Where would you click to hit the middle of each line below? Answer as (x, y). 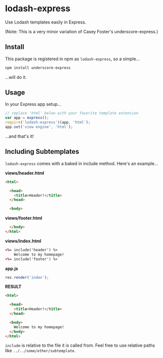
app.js (12, 268)
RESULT (13, 286)
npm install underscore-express (38, 68)
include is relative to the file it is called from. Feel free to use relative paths (80, 345)
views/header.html (25, 173)
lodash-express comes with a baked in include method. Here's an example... (82, 163)
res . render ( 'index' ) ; (27, 277)
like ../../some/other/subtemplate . (40, 351)
